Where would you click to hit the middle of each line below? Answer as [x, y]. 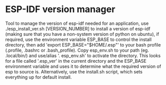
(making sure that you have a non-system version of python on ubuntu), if [82, 34]
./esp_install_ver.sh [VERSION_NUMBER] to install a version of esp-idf [78, 28]
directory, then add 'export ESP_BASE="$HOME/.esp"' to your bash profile [83, 45]
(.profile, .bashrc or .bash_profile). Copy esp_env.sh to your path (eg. [77, 50]
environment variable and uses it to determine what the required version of [83, 66]
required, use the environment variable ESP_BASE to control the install [78, 39]
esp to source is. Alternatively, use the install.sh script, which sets [74, 71]
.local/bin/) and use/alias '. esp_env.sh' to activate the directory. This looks [83, 55]
